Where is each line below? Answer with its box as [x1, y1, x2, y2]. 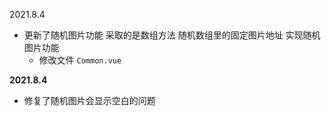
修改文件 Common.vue [38, 54, 122, 66]
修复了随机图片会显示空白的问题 [23, 95, 156, 106]
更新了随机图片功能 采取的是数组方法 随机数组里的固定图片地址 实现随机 [23, 29, 321, 41]
